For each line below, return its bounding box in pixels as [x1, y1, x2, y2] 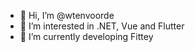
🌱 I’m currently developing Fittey [19, 31, 154, 42]
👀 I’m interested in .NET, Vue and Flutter [19, 20, 185, 32]
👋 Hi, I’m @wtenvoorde [19, 10, 115, 21]
